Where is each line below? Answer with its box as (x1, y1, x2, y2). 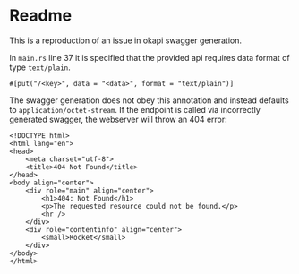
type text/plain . (9, 62, 72, 73)
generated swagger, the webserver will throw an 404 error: (9, 114, 228, 124)
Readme (9, 5, 73, 26)
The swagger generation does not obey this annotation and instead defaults (9, 95, 289, 106)
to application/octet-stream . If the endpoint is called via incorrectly (9, 104, 261, 115)
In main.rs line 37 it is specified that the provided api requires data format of (9, 52, 290, 63)
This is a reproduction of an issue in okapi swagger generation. (9, 35, 242, 46)
